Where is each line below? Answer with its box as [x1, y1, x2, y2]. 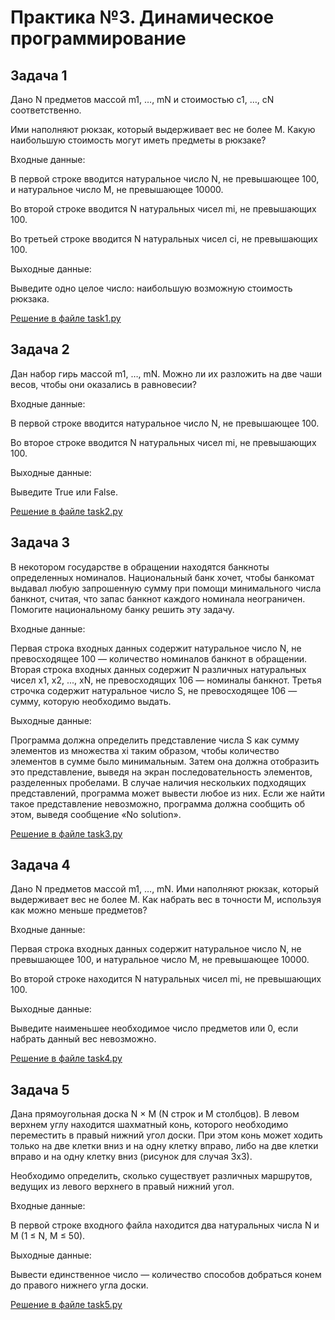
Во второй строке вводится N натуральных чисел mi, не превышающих [10, 203, 317, 215]
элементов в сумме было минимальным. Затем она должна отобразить [10, 755, 320, 767]
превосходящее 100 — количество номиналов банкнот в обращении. [10, 652, 308, 665]
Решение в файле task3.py [10, 827, 123, 840]
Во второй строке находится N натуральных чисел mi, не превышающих [10, 973, 322, 985]
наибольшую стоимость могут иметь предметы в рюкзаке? [10, 134, 267, 146]
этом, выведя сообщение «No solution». [10, 808, 182, 820]
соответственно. [10, 104, 82, 116]
